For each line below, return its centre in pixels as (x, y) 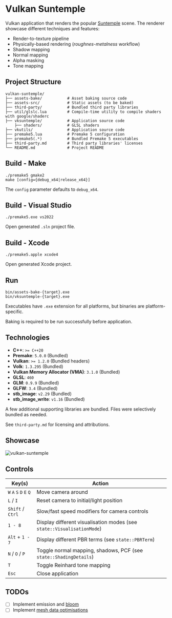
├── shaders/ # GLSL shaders (57, 125)
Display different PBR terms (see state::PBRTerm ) (96, 539)
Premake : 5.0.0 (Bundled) (40, 355)
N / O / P (17, 554)
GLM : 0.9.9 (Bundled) (36, 382)
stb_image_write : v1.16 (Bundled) (49, 399)
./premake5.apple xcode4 (32, 255)
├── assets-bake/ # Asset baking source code (66, 98)
